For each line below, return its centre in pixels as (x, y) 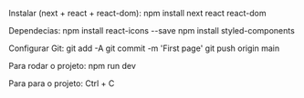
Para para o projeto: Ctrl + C (62, 83)
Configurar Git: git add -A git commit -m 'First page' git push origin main (144, 48)
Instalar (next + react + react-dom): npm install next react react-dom (137, 13)
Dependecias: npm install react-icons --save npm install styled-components (152, 30)
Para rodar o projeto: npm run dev (72, 66)
